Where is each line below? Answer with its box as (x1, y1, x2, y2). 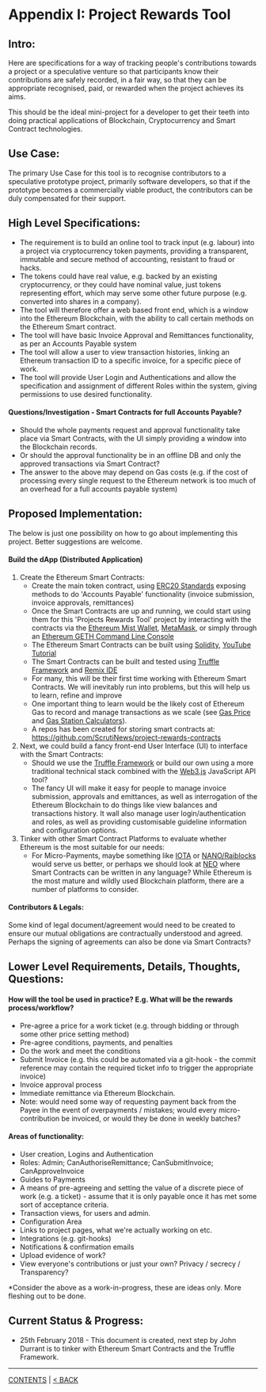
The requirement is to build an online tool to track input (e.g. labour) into (19, 237, 255, 247)
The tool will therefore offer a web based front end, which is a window (19, 305, 249, 314)
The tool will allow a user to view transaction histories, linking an (19, 347, 230, 356)
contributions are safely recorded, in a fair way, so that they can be (8, 75, 227, 84)
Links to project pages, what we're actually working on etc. (19, 1225, 212, 1235)
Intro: (8, 37, 36, 51)
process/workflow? (8, 1003, 74, 1013)
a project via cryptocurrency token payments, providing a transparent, (19, 246, 249, 256)
